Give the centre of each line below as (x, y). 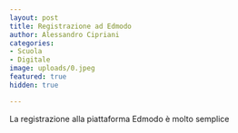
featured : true (38, 77)
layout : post (34, 18)
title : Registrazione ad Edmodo (70, 26)
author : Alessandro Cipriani (64, 34)
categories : (32, 43)
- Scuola (26, 52)
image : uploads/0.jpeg (52, 69)
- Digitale (30, 60)
